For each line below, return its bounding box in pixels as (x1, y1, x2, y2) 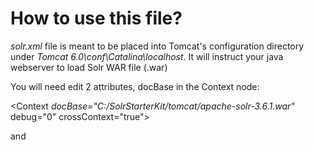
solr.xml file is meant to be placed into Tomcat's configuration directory (10, 40, 305, 52)
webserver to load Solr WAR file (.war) (10, 61, 168, 73)
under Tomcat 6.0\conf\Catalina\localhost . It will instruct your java (10, 50, 284, 62)
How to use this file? (10, 7, 183, 30)
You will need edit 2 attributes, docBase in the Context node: (10, 80, 260, 92)
